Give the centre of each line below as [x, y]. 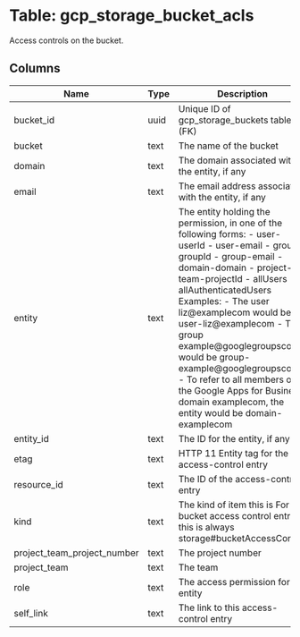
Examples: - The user [224, 301]
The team [198, 567]
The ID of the [206, 479]
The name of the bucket [229, 146]
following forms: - [216, 234]
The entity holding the [224, 211]
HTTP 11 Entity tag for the [233, 453]
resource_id [39, 484]
